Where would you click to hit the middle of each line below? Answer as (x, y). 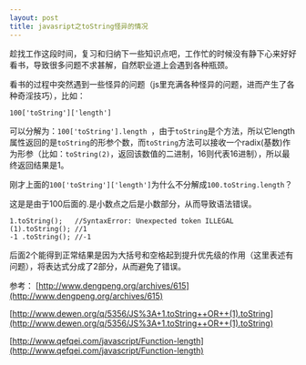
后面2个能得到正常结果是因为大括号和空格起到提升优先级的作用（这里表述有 (152, 255)
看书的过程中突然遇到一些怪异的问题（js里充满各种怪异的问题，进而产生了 (148, 84)
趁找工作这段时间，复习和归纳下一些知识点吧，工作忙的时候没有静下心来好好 (153, 53)
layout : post (34, 18)
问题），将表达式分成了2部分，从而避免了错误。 (98, 266)
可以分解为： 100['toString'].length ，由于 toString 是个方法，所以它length (153, 131)
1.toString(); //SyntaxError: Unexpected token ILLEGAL (122, 221)
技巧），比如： (59, 96)
